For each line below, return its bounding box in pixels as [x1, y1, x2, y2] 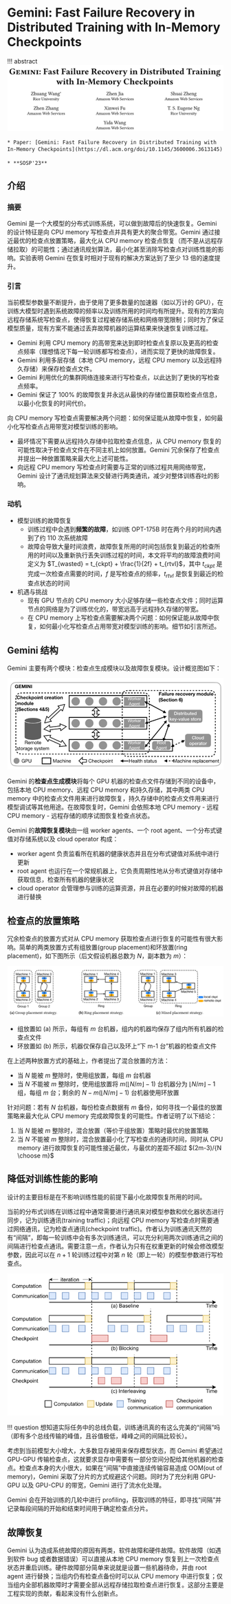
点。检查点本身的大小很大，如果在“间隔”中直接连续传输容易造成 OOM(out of [7, 1464, 223, 1472]
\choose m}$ [16, 1151, 54, 1160]
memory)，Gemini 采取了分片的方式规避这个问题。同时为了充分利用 [7, 1472, 199, 1481]
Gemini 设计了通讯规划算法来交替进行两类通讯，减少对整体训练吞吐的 [16, 471, 214, 480]
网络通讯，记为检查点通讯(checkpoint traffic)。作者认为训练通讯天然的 [12, 1224, 212, 1233]
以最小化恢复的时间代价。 [16, 399, 90, 408]
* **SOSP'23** [7, 159, 48, 166]
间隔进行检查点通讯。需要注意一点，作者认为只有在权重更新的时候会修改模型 [7, 1242, 224, 1250]
